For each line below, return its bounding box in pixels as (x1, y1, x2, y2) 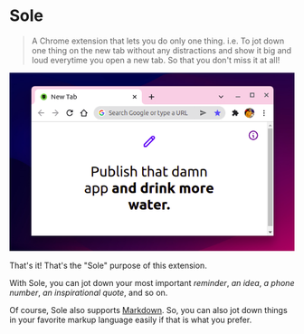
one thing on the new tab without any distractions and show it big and (31, 44, 292, 55)
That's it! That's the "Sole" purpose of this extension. (9, 260, 208, 271)
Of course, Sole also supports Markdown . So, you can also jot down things (9, 304, 288, 315)
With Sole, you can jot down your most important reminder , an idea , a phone (9, 277, 295, 288)
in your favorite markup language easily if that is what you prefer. (9, 314, 252, 325)
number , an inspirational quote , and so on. (9, 287, 168, 298)
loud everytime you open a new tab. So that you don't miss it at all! (31, 54, 280, 65)
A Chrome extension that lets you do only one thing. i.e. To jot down (31, 35, 285, 46)
